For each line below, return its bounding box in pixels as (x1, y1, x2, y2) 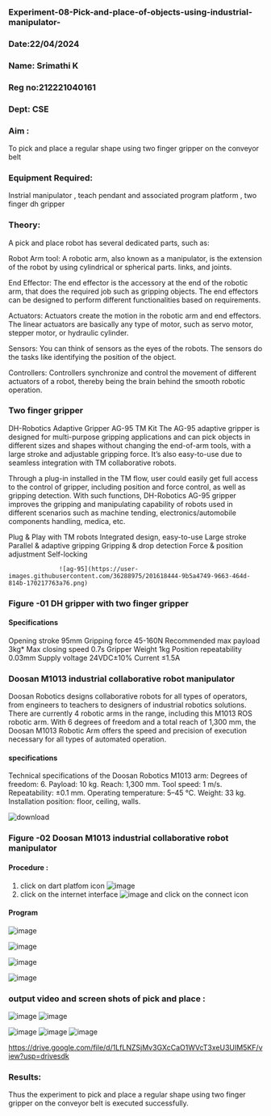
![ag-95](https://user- (59, 564, 139, 573)
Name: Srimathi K (8, 60, 79, 71)
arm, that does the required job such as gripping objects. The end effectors (8, 286, 259, 296)
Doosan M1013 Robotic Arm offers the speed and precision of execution (8, 726, 248, 736)
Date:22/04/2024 (8, 38, 80, 49)
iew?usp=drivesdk (8, 1051, 70, 1061)
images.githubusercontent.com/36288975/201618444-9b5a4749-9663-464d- (8, 572, 251, 580)
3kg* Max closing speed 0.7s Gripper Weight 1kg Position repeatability (8, 644, 242, 653)
